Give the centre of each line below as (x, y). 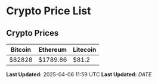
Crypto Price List (49, 11)
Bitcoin (21, 50)
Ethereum (53, 50)
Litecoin (84, 50)
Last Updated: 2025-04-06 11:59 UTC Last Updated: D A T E (79, 74)
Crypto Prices (32, 33)
